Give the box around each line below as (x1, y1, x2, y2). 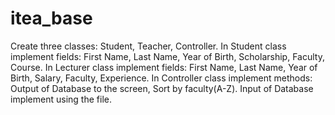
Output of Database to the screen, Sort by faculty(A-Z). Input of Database (10, 82, 314, 94)
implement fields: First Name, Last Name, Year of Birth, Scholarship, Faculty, (10, 50, 325, 62)
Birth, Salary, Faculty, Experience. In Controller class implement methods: (10, 72, 313, 84)
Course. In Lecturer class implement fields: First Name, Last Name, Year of (10, 61, 318, 73)
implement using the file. (10, 93, 112, 105)
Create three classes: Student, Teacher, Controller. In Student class (10, 40, 287, 52)
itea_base (10, 7, 93, 30)
